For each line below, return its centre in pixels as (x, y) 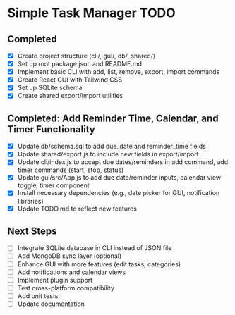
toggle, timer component (53, 185)
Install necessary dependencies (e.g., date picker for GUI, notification (119, 193)
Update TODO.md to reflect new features (77, 209)
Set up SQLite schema (50, 88)
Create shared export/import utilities (70, 96)
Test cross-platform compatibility (66, 288)
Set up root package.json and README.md (80, 64)
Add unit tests (38, 296)
